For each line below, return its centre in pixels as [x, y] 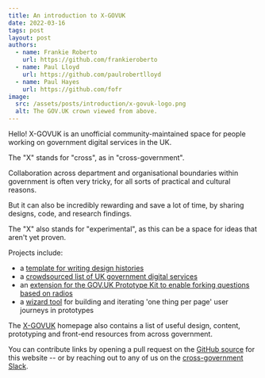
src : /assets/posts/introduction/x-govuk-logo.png [101, 104]
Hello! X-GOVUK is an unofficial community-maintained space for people [127, 134]
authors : [23, 45]
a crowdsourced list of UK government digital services [109, 277]
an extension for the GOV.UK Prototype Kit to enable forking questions [134, 285]
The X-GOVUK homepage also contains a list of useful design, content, [124, 325]
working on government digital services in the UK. [90, 142]
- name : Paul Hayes [48, 82]
